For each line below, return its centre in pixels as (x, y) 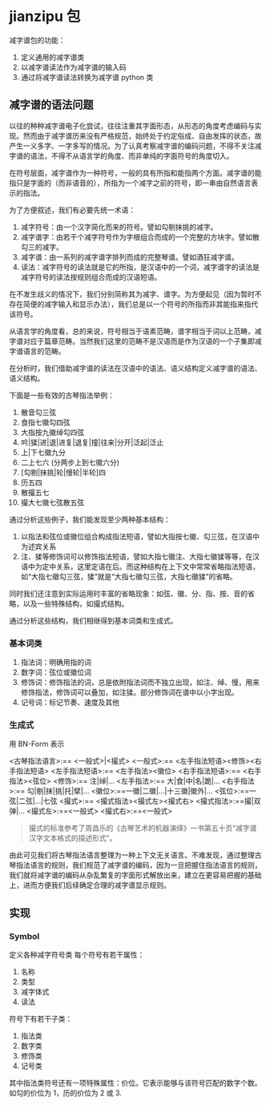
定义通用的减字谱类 (52, 57)
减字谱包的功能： (37, 40)
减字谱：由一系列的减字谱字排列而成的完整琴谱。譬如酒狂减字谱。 (129, 256)
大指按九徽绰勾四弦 (52, 432)
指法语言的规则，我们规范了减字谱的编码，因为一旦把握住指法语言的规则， (139, 865)
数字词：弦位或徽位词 (56, 672)
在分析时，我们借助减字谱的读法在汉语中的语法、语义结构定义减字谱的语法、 (135, 368)
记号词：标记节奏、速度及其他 (70, 703)
